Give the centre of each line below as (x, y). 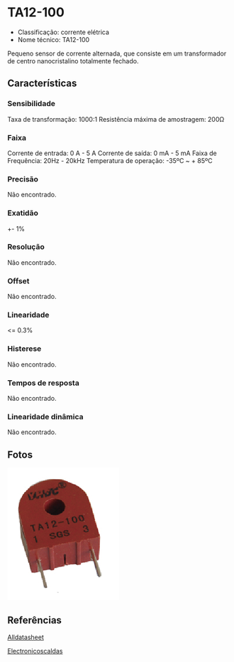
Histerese (24, 349)
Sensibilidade (31, 104)
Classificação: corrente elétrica (63, 32)
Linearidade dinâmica (45, 416)
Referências (35, 620)
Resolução (26, 247)
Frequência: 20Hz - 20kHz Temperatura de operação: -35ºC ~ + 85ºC (110, 160)
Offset (18, 280)
